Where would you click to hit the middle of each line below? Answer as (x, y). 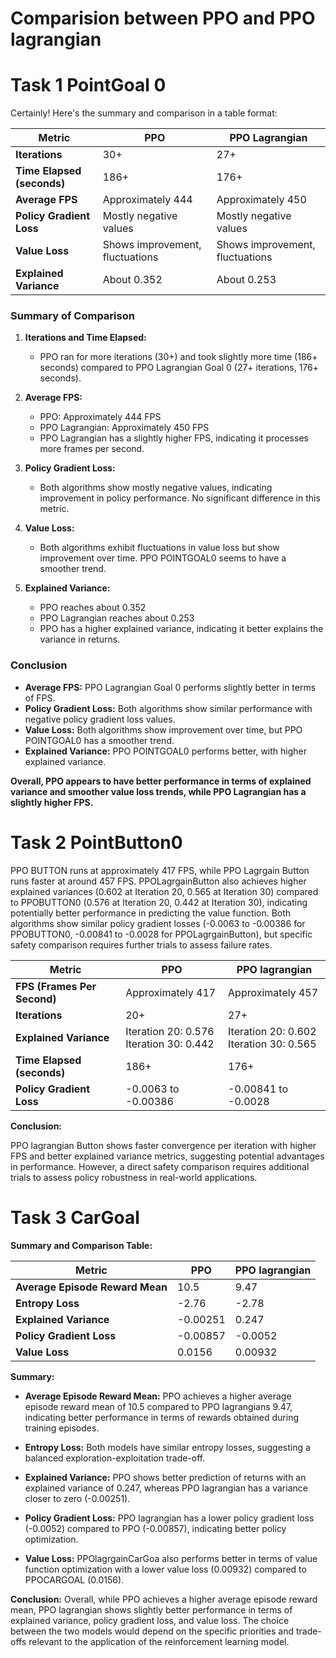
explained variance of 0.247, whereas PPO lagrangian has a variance (166, 1488)
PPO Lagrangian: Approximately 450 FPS (124, 428)
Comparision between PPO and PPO (163, 18)
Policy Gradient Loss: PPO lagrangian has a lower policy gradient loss (169, 1518)
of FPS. (40, 698)
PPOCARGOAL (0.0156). (74, 1579)
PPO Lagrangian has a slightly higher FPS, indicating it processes (174, 438)
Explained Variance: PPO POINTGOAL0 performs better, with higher (165, 751)
